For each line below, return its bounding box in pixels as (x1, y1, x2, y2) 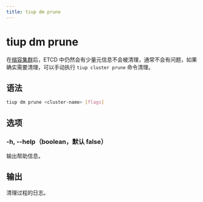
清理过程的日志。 (6, 189, 49, 196)
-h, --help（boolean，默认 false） (6, 137, 107, 146)
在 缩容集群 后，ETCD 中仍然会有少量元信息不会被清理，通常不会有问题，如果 (6, 56, 198, 63)
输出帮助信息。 (6, 152, 44, 160)
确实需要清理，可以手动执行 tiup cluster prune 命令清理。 (6, 63, 154, 70)
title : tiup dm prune (6, 8, 61, 15)
